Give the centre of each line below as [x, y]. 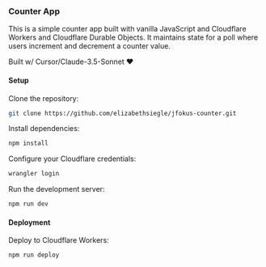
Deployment [30, 222]
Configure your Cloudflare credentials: [72, 159]
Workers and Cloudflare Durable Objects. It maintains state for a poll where [133, 37]
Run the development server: [57, 189]
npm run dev [28, 204]
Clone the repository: [44, 98]
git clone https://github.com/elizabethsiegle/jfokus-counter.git [122, 113]
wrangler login [34, 174]
